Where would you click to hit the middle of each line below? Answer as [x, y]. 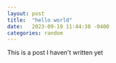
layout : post [26, 13]
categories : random [35, 33]
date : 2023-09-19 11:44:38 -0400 [58, 26]
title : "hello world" [40, 20]
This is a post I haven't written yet [55, 53]
